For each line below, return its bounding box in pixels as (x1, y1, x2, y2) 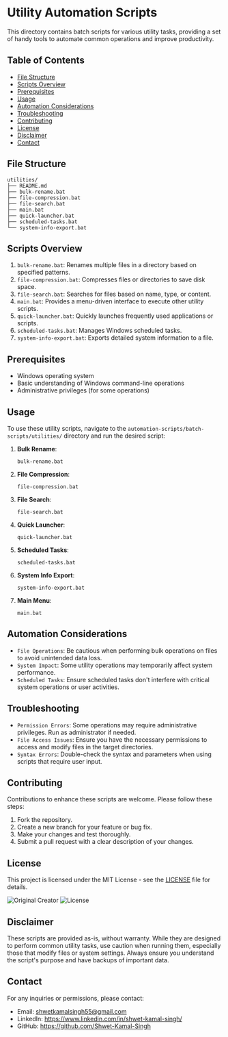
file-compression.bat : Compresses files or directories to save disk (16, 275, 205, 284)
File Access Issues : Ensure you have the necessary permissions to (16, 735, 208, 744)
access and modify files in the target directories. (16, 742, 154, 751)
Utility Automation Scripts (7, 5, 158, 21)
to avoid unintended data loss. (16, 653, 102, 662)
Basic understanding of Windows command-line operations (16, 379, 184, 388)
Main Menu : (16, 597, 52, 604)
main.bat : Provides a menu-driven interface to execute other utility (16, 297, 204, 305)
